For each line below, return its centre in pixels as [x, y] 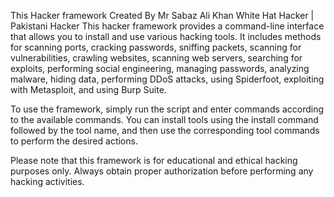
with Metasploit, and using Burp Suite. [88, 89]
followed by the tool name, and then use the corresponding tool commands [165, 130]
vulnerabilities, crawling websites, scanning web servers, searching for [156, 58]
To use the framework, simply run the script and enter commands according [167, 109]
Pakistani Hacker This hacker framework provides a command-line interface [167, 26]
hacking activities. [47, 181]
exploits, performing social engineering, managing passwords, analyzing [160, 68]
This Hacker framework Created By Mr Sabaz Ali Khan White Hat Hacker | [162, 15]
